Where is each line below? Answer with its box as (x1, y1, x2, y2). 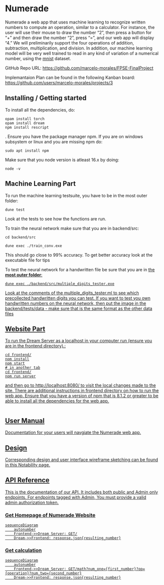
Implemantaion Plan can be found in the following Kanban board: (5, 74, 135, 80)
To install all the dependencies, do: (5, 107, 75, 113)
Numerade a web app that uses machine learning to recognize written (5, 19, 145, 25)
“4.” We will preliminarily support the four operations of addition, (5, 40, 134, 46)
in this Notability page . (5, 462, 50, 468)
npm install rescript (5, 125, 49, 130)
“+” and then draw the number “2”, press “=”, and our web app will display (5, 35, 155, 41)
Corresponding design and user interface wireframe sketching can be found (5, 457, 159, 463)
